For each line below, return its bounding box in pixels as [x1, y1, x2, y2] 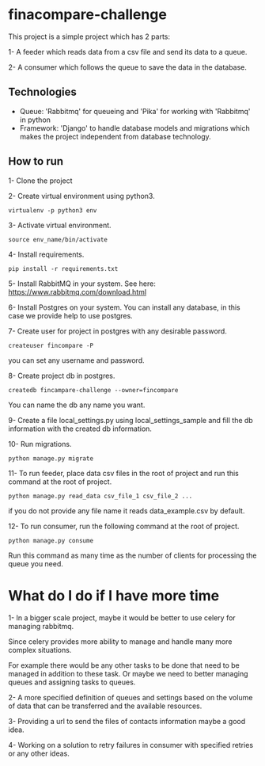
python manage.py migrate [8, 454, 93, 463]
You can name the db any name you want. [8, 400, 146, 410]
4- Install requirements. [8, 250, 85, 259]
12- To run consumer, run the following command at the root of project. [8, 521, 240, 531]
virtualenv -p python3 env [8, 206, 97, 215]
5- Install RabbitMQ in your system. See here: [8, 279, 157, 288]
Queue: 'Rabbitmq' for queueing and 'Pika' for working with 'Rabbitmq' [19, 106, 251, 116]
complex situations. [8, 645, 72, 654]
